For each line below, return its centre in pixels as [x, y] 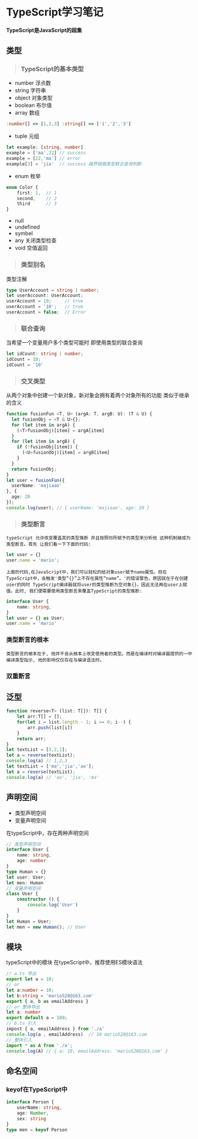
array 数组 [27, 113]
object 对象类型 [33, 98]
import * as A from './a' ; [39, 1045]
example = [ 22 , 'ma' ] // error [44, 159]
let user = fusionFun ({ [36, 480]
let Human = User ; [29, 922]
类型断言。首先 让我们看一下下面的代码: [49, 544]
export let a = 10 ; [30, 979]
